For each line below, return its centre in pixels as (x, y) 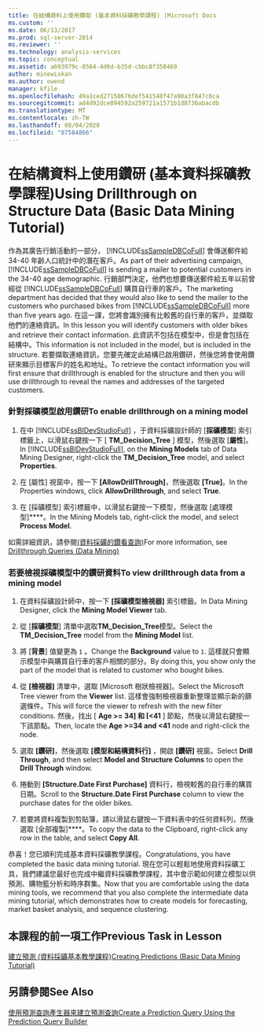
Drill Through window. (56, 768)
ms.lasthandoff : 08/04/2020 (54, 125)
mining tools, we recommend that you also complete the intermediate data (128, 893)
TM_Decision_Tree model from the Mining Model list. (106, 636)
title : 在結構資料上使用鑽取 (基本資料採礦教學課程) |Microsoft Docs (112, 15)
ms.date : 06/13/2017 (42, 30)
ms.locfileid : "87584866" (50, 132)
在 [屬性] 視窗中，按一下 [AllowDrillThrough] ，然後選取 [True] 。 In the (134, 482)
